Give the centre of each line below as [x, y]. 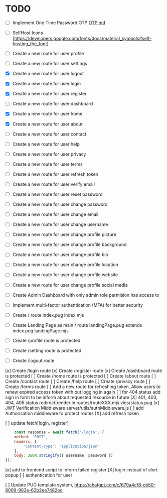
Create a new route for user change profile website [65, 275]
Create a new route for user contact [49, 134]
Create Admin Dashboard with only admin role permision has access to [86, 295]
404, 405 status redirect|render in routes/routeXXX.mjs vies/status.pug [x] [82, 403]
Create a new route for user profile [48, 54]
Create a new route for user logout [48, 74]
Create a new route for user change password [60, 204]
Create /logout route [33, 360]
